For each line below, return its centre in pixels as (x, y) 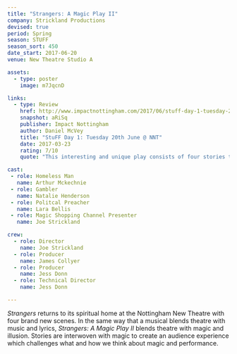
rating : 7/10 (39, 151)
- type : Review (36, 105)
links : (17, 98)
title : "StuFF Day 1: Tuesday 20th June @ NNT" (91, 137)
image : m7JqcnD (42, 85)
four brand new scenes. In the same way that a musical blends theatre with (116, 320)
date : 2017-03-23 (45, 144)
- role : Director (39, 241)
